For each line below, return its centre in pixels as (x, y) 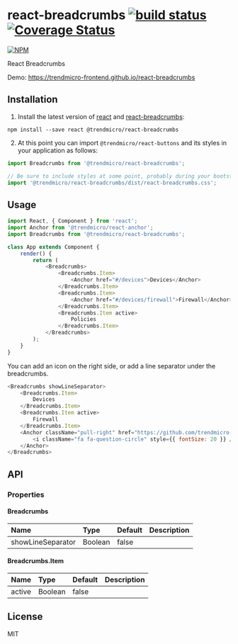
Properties (26, 495)
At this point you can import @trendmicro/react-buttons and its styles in (122, 142)
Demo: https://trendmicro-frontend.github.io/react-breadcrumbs (101, 77)
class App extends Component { (53, 247)
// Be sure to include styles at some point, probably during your (109, 176)
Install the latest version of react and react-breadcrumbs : (101, 116)
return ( (46, 260)
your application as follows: (57, 150)
